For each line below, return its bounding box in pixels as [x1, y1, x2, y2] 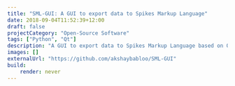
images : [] [7, 49, 39, 56]
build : [7, 62, 27, 69]
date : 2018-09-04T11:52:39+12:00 [7, 17, 105, 24]
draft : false [7, 23, 45, 30]
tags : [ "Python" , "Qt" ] [7, 36, 77, 43]
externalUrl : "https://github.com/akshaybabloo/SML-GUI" [7, 55, 177, 62]
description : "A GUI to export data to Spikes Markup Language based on [7, 42, 224, 49]
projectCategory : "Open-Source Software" [7, 29, 130, 37]
